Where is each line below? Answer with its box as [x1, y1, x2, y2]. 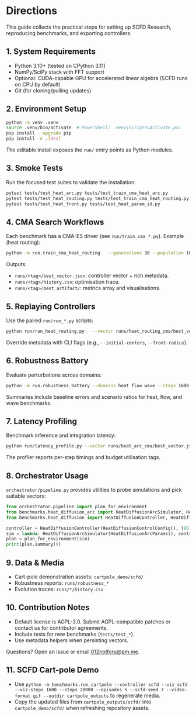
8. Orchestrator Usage [6, 471, 89, 481]
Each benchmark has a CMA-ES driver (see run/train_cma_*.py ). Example [6, 233, 184, 240]
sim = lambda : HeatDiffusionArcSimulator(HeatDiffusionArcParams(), [6, 530, 176, 536]
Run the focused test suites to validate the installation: [6, 178, 136, 185]
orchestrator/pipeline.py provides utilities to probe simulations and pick [6, 487, 182, 494]
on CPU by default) [14, 81, 61, 88]
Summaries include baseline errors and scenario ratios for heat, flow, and [6, 393, 183, 400]
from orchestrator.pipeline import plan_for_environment [6, 504, 148, 510]
